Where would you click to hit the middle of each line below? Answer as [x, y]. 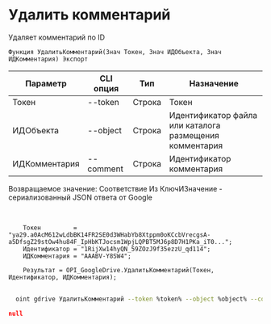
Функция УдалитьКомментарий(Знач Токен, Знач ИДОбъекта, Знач [115, 52]
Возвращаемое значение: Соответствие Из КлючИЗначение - [116, 188]
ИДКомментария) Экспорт [48, 59]
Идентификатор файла [213, 115]
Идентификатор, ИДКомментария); [63, 277]
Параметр [46, 83]
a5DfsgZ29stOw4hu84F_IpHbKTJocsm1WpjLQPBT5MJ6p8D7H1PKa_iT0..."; [120, 242]
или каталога [195, 125]
